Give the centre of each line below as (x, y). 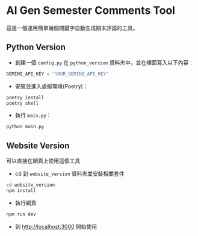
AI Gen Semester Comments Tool (91, 11)
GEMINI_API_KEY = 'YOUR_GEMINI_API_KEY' (58, 74)
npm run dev (21, 214)
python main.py (25, 127)
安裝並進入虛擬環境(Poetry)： (51, 86)
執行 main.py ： (33, 116)
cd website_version (31, 185)
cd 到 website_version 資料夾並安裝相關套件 (70, 174)
